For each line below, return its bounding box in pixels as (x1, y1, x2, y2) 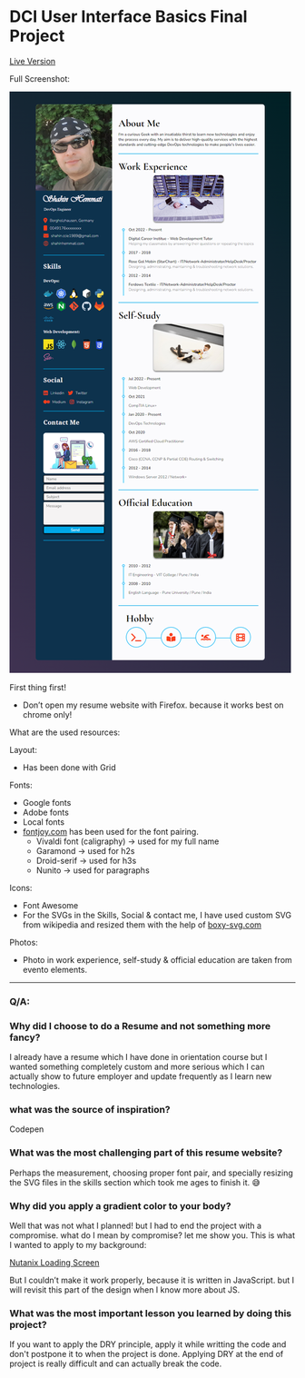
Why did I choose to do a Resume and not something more (9, 1019, 271, 1032)
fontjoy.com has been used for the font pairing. (22, 826, 200, 837)
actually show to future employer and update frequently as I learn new (9, 1071, 272, 1082)
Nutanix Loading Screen (9, 1257, 100, 1268)
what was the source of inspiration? (9, 1104, 171, 1116)
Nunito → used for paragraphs (35, 865, 150, 876)
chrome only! (22, 709, 73, 719)
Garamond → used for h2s (35, 845, 135, 856)
